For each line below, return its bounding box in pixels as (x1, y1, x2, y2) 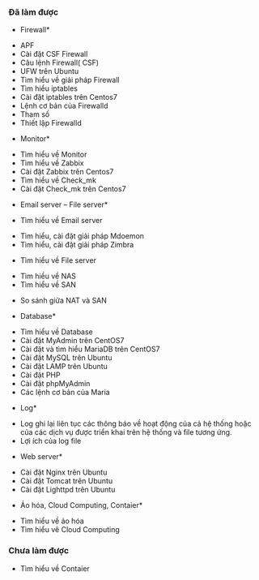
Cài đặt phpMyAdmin (19, 379, 91, 389)
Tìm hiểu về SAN (19, 280, 77, 290)
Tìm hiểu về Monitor (19, 149, 87, 160)
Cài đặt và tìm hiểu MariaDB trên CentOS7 (19, 344, 160, 354)
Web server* (19, 452, 63, 462)
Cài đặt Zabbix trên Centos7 (19, 167, 114, 177)
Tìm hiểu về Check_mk (19, 175, 97, 185)
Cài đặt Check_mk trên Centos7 (19, 184, 127, 194)
